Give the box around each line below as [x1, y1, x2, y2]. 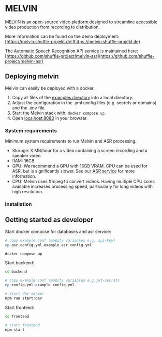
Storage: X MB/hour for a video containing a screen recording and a [12, 148, 147, 153]
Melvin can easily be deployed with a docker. [5, 85, 95, 91]
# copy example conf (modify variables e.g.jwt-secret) [5, 278, 120, 283]
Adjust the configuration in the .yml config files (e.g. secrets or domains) [12, 100, 157, 106]
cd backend [5, 269, 27, 274]
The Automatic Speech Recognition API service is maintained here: [5, 48, 139, 54]
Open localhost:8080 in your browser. [12, 115, 88, 121]
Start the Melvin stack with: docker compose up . [12, 110, 106, 116]
